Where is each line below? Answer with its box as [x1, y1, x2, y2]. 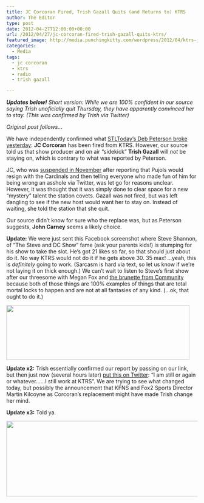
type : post [6, 20, 34, 26]
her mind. [6, 397, 30, 405]
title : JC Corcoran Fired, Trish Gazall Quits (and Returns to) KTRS [6, 9, 186, 15]
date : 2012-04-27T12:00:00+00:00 [6, 26, 91, 32]
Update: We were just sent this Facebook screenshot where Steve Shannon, [6, 235, 197, 242]
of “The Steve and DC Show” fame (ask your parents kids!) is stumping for [6, 241, 192, 249]
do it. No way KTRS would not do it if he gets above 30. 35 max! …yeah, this [6, 255, 196, 262]
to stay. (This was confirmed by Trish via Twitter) [6, 112, 129, 119]
